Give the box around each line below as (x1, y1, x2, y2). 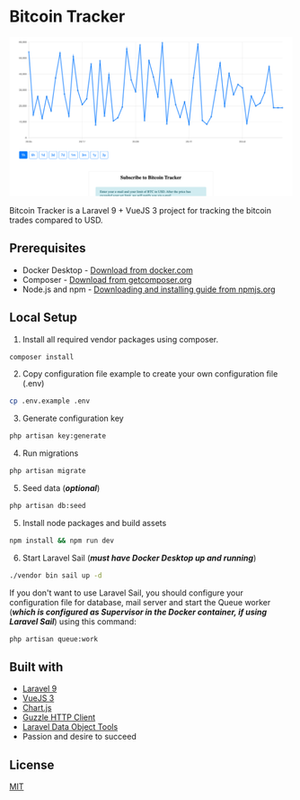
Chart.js (22, 703, 52, 714)
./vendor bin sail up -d (9, 570, 102, 580)
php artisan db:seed (9, 502, 87, 511)
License (9, 757, 55, 772)
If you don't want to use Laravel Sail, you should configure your (9, 587, 244, 598)
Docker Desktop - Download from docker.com (22, 264, 193, 276)
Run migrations (22, 448, 79, 459)
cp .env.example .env (9, 396, 91, 406)
